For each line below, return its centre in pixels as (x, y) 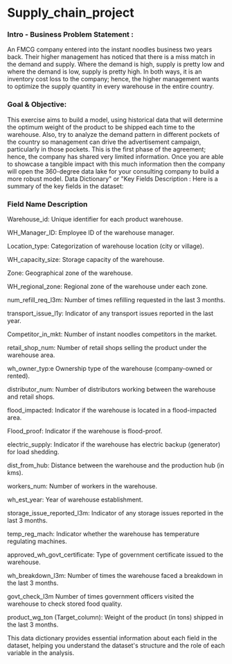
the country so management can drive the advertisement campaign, (104, 142)
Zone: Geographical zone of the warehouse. (70, 273)
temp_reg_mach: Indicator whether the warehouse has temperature (103, 534)
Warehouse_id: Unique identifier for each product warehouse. (95, 219)
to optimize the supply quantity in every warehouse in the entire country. (111, 86)
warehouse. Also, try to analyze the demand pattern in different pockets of (114, 134)
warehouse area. (31, 355)
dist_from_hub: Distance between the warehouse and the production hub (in (116, 465)
